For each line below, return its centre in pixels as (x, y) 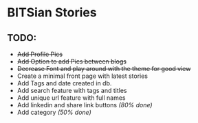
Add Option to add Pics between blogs (72, 61)
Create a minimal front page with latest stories (82, 76)
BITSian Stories (52, 13)
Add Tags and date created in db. (64, 83)
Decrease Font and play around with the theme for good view (104, 69)
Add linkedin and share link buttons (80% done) (85, 105)
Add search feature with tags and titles (72, 91)
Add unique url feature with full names (71, 98)
